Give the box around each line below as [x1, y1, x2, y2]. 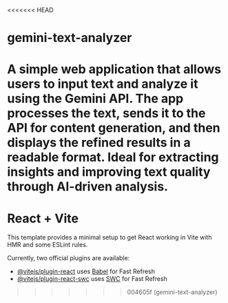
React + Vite [7, 211, 79, 226]
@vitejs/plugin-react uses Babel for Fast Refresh [17, 267, 156, 275]
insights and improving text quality [7, 164, 211, 180]
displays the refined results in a [7, 135, 191, 150]
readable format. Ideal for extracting [7, 150, 219, 165]
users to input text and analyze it [7, 76, 198, 92]
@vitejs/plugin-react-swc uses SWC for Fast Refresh [17, 275, 167, 283]
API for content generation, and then [7, 120, 220, 136]
